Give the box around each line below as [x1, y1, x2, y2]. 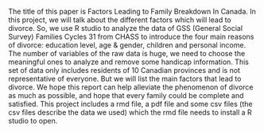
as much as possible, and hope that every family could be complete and [8, 91, 244, 100]
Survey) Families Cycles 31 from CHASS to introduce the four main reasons [8, 32, 254, 41]
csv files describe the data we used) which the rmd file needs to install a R [8, 108, 252, 117]
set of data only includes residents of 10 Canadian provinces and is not [8, 66, 241, 74]
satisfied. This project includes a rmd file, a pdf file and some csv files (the [8, 99, 253, 108]
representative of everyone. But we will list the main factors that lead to [8, 74, 242, 83]
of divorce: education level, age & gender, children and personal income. [8, 40, 247, 50]
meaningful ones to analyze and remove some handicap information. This [8, 57, 249, 66]
